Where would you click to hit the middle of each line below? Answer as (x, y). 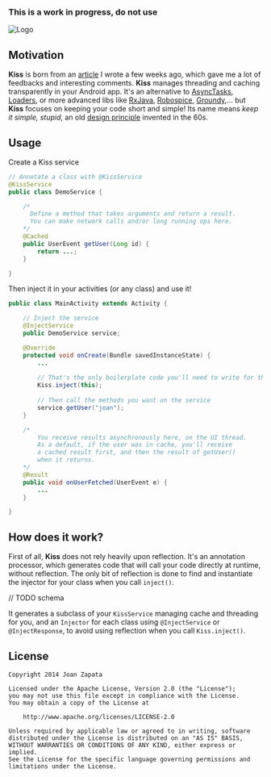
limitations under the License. (63, 766)
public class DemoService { (56, 192)
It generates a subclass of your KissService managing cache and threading (133, 614)
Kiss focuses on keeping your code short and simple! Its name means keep (133, 109)
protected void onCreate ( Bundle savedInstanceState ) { (117, 355)
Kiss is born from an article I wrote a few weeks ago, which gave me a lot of (135, 74)
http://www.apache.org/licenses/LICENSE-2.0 (99, 716)
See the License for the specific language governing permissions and (129, 759)
